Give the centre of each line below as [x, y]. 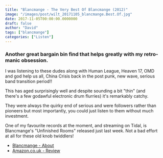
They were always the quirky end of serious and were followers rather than [81, 105]
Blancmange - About [33, 146]
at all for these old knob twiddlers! [40, 136]
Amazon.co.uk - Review [36, 151]
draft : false [18, 23]
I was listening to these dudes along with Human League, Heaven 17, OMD [80, 71]
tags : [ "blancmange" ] [27, 32]
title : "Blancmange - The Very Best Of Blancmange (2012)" [67, 10]
